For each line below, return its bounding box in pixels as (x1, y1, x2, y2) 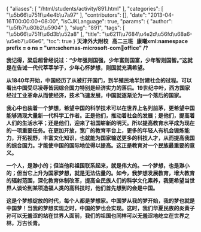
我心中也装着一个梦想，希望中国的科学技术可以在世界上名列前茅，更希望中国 (6, 105, 195, 111)
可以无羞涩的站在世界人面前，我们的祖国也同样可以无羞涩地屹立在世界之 (11, 212, 190, 219)
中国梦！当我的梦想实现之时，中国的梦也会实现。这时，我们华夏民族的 (6, 204, 179, 212)
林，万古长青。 (6, 219, 43, 227)
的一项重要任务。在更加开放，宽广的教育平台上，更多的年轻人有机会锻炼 (6, 127, 184, 134)
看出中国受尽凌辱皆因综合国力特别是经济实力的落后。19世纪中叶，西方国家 (6, 84, 190, 91)
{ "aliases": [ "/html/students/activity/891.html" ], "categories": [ (6, 5, 163, 12)
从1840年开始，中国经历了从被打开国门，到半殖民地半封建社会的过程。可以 (6, 77, 193, 84)
